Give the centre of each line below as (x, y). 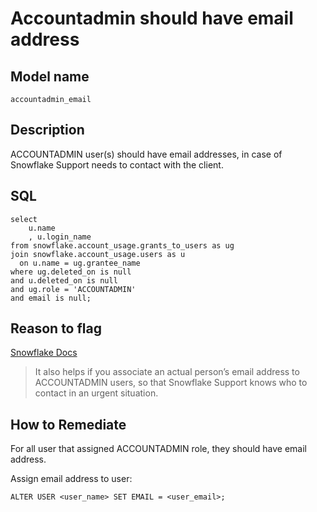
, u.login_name (60, 237)
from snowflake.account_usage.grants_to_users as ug (122, 245)
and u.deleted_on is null (64, 280)
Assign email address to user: (71, 479)
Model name (50, 76)
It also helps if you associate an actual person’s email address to (167, 372)
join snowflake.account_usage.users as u (98, 254)
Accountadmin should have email (152, 18)
